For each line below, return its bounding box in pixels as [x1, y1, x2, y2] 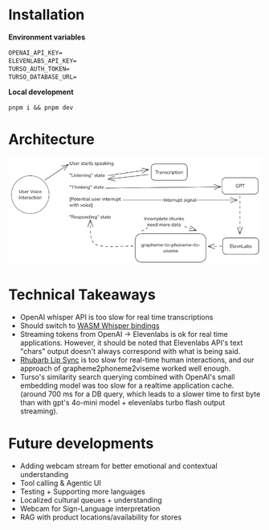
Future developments [8, 434, 154, 453]
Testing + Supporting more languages [19, 487, 146, 496]
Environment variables [8, 32, 86, 42]
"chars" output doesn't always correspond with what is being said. [19, 347, 241, 356]
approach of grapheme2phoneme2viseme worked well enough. [19, 364, 231, 373]
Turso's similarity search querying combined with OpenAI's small [19, 372, 235, 382]
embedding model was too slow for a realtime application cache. [19, 380, 234, 391]
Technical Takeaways [8, 286, 157, 304]
